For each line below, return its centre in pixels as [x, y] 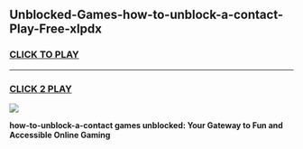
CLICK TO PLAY [44, 55]
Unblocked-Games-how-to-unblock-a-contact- [147, 15]
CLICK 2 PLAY [41, 88]
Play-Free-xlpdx [55, 29]
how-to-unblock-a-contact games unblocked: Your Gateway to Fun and [147, 125]
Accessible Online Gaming [60, 135]
